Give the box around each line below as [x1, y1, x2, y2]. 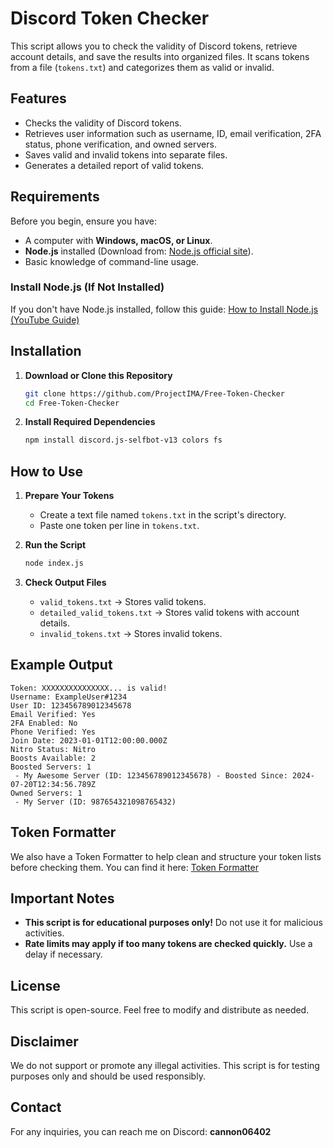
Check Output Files [24, 576, 107, 588]
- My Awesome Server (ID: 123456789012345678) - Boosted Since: [14, 770, 288, 781]
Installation [10, 343, 82, 360]
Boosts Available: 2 [10, 753, 97, 763]
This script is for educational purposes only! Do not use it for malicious [24, 917, 323, 929]
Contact [10, 1099, 62, 1116]
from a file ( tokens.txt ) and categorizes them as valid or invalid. [10, 61, 275, 73]
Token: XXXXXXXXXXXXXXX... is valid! [10, 683, 168, 693]
